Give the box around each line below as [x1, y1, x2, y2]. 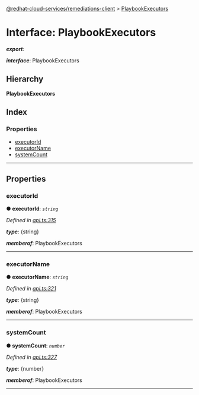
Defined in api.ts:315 [6, 217, 56, 224]
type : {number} [6, 365, 44, 372]
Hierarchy [6, 74, 44, 84]
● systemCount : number [6, 342, 65, 349]
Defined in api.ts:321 [6, 285, 56, 292]
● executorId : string [6, 205, 59, 213]
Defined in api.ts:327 [6, 353, 57, 361]
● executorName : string [6, 273, 69, 281]
